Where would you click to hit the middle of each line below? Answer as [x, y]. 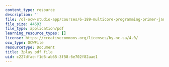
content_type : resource [30, 10]
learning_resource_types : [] [36, 33]
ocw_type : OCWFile [24, 43]
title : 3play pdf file [29, 52]
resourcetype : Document [30, 47]
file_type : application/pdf [35, 29]
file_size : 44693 [23, 24]
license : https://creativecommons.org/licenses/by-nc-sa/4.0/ [72, 38]
